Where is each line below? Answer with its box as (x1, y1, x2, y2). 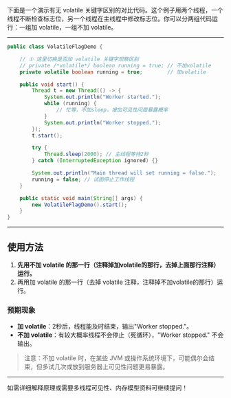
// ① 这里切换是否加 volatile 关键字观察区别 (19, 56, 139, 63)
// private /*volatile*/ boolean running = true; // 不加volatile (19, 62, 212, 69)
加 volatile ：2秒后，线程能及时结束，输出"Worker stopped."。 (16, 322, 193, 331)
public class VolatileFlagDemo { (7, 43, 103, 50)
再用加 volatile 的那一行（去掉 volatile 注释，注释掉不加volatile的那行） (16, 278, 217, 286)
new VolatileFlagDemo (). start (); (32, 201, 128, 208)
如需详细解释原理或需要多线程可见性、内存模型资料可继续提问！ (7, 384, 188, 392)
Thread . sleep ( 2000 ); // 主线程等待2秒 (43, 151, 149, 158)
